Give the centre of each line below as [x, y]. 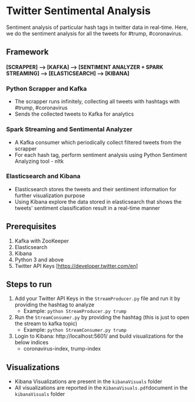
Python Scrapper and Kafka [47, 89]
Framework [27, 52]
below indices [32, 342]
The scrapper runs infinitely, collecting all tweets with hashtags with [97, 102]
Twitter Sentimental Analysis [79, 11]
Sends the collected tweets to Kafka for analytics [74, 114]
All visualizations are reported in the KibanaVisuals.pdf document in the [101, 388]
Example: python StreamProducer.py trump [75, 311]
